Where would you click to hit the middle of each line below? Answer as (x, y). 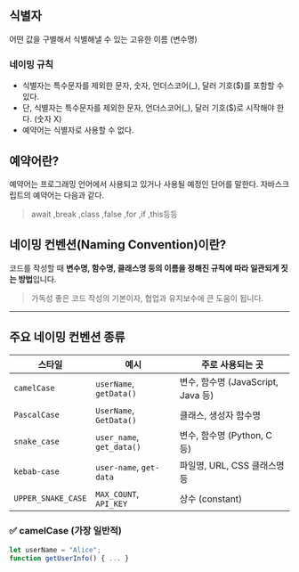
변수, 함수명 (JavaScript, (229, 381)
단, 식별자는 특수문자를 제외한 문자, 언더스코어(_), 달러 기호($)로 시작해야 (148, 108)
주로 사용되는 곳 (233, 364)
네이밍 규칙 (32, 64)
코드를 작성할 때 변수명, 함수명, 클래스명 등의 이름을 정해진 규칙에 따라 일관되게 (144, 268)
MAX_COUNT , (117, 494)
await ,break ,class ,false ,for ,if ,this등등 (104, 214)
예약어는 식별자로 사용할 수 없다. (78, 130)
